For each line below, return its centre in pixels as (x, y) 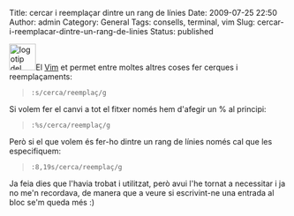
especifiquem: (35, 151)
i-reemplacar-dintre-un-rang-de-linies (79, 31)
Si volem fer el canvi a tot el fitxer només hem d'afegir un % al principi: (138, 109)
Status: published (181, 31)
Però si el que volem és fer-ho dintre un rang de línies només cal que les (141, 142)
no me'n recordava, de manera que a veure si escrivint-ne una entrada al (142, 193)
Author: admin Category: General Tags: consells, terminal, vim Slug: (132, 22)
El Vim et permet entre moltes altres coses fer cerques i (137, 67)
